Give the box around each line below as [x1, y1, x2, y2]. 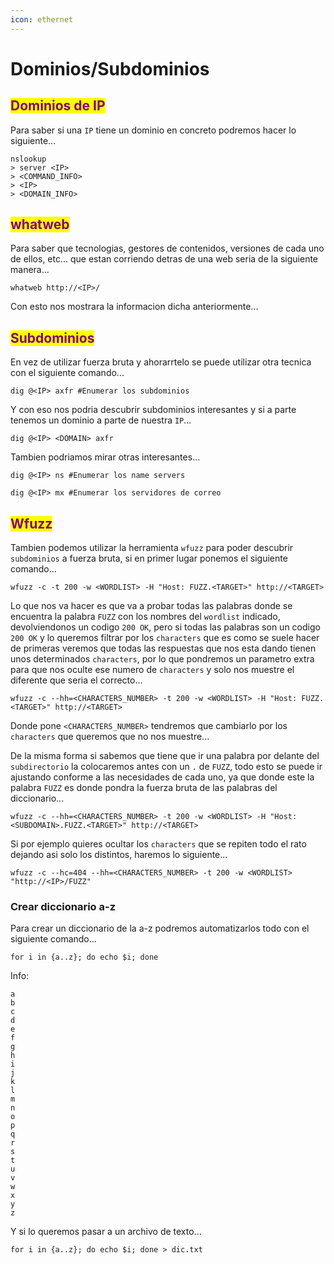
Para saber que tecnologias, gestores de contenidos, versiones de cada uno [10, 242, 325, 255]
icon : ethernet [10, 14, 74, 25]
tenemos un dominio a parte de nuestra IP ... [10, 414, 192, 426]
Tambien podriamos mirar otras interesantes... [10, 451, 201, 463]
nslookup [10, 154, 47, 164]
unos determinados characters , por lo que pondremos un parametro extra [10, 653, 315, 665]
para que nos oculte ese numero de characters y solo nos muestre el [10, 664, 295, 676]
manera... [10, 264, 50, 276]
